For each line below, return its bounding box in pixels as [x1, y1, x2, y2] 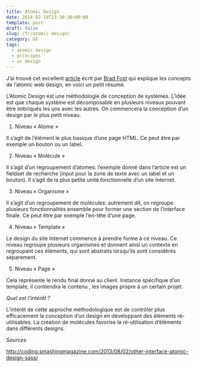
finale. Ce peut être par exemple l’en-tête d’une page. [6, 212, 137, 219]
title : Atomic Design [6, 8, 60, 15]
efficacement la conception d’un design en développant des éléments [6, 312, 176, 319]
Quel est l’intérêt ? [6, 294, 50, 301]
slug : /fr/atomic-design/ [6, 31, 70, 37]
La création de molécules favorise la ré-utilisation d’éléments [33, 318, 182, 325]
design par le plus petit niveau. [6, 111, 82, 119]
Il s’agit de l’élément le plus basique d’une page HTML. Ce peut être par [6, 134, 180, 141]
